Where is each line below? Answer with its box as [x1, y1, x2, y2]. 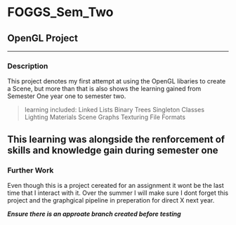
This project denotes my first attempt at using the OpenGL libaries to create [7, 77, 226, 86]
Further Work [7, 165, 54, 175]
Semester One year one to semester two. [7, 92, 126, 100]
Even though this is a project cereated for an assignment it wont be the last [7, 181, 225, 189]
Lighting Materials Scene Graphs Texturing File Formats [24, 113, 186, 121]
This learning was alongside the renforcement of [7, 133, 225, 145]
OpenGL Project [7, 32, 79, 44]
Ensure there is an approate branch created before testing [7, 210, 181, 218]
